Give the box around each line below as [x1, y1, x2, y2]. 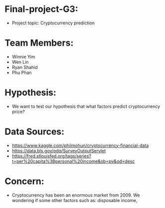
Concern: [4, 175, 44, 187]
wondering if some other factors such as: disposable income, [11, 197, 138, 203]
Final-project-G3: [4, 3, 79, 15]
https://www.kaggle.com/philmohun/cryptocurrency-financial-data [11, 142, 149, 148]
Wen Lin [11, 59, 29, 65]
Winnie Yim [11, 54, 35, 60]
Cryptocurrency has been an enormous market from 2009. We [11, 192, 140, 198]
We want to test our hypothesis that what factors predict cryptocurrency [11, 103, 160, 109]
